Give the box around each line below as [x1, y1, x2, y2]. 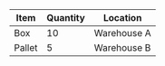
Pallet [14, 42, 38, 53]
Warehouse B [93, 42, 151, 53]
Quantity [46, 12, 86, 24]
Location [102, 12, 142, 24]
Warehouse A [93, 27, 151, 39]
